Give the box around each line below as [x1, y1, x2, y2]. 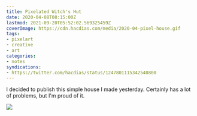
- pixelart [6, 36, 34, 42]
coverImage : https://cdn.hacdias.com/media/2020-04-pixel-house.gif [6, 25, 181, 32]
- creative [6, 42, 34, 48]
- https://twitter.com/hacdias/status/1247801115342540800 [6, 70, 157, 76]
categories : [6, 53, 36, 59]
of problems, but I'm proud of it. [6, 92, 85, 99]
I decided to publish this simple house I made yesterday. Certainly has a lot [6, 86, 191, 93]
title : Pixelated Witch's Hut [6, 8, 82, 15]
